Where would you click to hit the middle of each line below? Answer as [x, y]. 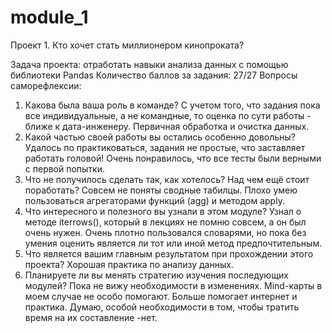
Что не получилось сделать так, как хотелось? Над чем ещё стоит [167, 179]
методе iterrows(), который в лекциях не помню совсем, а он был [165, 222]
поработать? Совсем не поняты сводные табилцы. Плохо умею [161, 190]
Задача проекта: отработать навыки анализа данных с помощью [149, 64]
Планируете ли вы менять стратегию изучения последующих [156, 275]
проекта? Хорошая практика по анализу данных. [129, 264]
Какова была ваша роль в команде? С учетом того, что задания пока [172, 105]
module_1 [49, 17]
